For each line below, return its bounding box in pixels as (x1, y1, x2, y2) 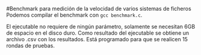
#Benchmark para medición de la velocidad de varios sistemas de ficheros (6, 5, 191, 12)
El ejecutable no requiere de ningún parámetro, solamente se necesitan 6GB (6, 23, 196, 30)
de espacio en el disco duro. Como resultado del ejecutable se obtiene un (6, 29, 190, 36)
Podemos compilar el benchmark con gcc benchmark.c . (6, 11, 143, 19)
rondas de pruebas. (6, 42, 55, 49)
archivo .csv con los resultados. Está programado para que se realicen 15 (6, 36, 188, 42)
